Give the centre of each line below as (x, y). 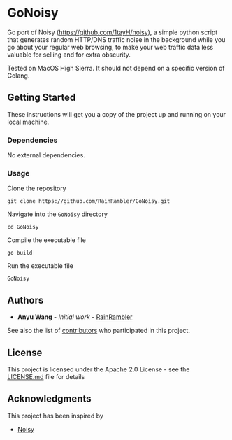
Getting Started (42, 98)
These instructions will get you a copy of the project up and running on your (116, 114)
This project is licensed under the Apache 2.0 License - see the (99, 369)
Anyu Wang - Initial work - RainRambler (75, 317)
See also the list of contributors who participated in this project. (99, 331)
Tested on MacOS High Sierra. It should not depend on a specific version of (116, 68)
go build (20, 253)
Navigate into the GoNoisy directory (58, 214)
